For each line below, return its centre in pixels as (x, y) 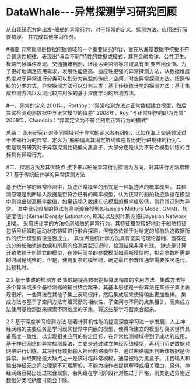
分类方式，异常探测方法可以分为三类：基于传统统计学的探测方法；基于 (100, 86)
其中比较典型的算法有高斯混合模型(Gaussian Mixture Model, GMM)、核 (102, 209)
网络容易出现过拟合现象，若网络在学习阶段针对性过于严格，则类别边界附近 (100, 373)
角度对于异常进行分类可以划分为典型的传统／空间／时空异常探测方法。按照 (95, 78)
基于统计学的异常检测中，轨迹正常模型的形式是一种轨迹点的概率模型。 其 (94, 187)
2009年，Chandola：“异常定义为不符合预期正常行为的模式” (77, 120)
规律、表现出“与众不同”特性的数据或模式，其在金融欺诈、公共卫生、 (108, 56)
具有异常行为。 (29, 154)
